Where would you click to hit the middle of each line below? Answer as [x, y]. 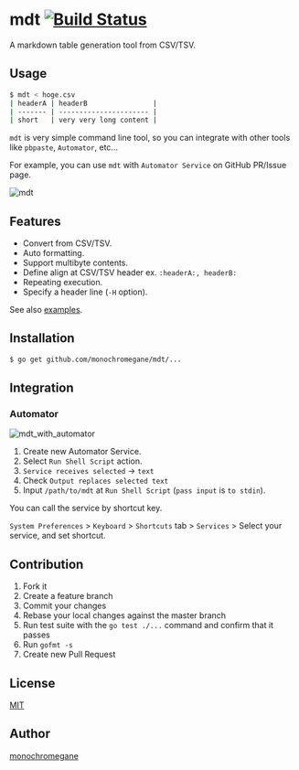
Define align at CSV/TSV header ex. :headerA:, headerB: [130, 273]
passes [36, 635]
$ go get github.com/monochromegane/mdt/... [96, 359]
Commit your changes [64, 606]
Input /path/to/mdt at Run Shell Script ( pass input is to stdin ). [144, 490]
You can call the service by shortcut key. [86, 508]
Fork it [35, 586]
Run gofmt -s [48, 645]
